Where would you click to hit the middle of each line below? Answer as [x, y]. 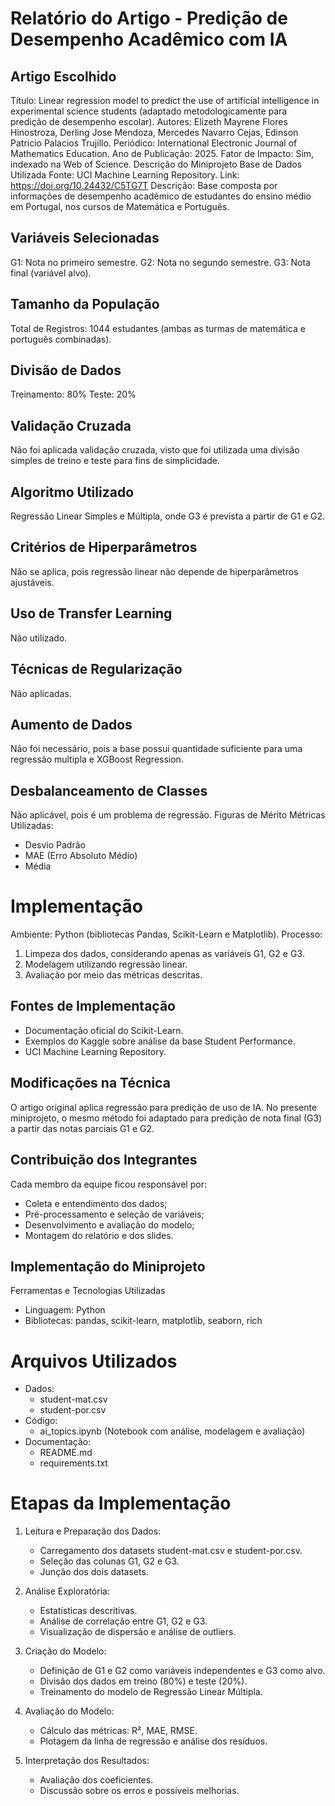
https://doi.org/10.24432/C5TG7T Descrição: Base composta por [144, 185]
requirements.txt [73, 1463]
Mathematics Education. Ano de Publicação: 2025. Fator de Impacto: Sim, [162, 153]
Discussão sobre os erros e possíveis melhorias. [139, 1791]
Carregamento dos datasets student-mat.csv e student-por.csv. [171, 1551]
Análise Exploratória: [67, 1591]
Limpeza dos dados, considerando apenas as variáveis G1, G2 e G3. [164, 954]
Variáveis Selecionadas [85, 238]
